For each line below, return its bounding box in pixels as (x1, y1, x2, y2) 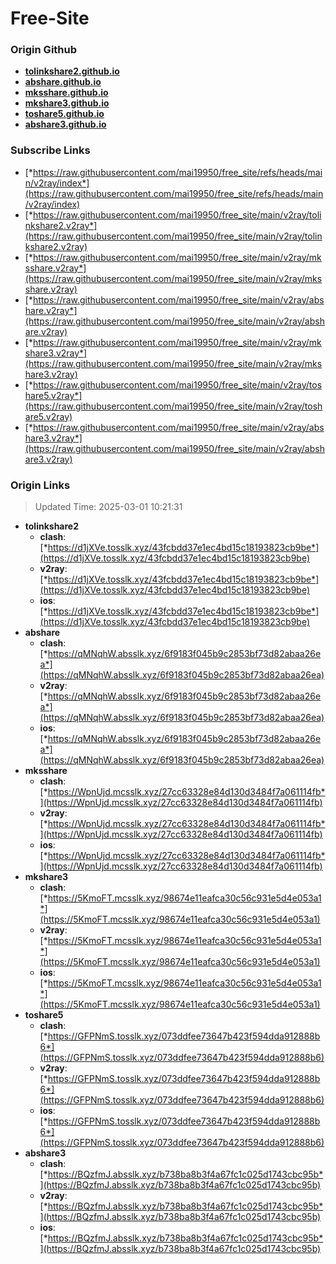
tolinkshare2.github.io (24, 65, 120, 77)
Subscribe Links (10, 143, 91, 157)
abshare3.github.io (24, 118, 107, 131)
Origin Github (10, 43, 78, 57)
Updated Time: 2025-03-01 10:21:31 (34, 501, 183, 513)
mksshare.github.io (24, 87, 109, 99)
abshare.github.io (24, 76, 102, 88)
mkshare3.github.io (24, 97, 110, 109)
